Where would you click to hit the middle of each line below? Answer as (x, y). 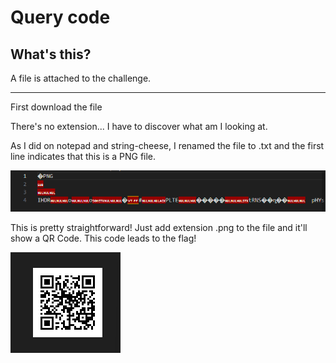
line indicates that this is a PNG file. (83, 156)
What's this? (51, 54)
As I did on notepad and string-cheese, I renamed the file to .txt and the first (167, 145)
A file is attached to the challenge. (81, 78)
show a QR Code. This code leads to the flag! (103, 238)
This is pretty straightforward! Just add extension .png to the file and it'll (159, 228)
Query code (60, 17)
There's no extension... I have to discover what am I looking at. (139, 126)
